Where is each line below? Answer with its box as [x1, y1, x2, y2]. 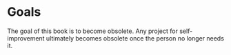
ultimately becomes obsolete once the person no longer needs [46, 34, 224, 42]
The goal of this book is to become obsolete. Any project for [7, 27, 178, 35]
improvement [7, 34, 45, 42]
